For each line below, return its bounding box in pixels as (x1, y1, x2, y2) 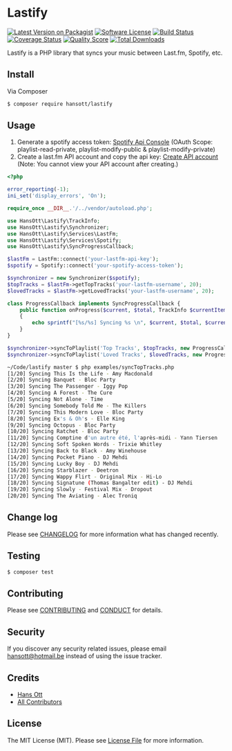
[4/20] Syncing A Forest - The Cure (7, 389, 113, 396)
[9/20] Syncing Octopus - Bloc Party (7, 421, 116, 429)
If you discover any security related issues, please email (7, 644, 167, 653)
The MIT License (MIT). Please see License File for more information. (7, 736, 204, 744)
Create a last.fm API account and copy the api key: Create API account (17, 152, 219, 161)
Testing (7, 550, 41, 562)
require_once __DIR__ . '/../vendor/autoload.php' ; (7, 205, 153, 212)
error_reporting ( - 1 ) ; (7, 186, 70, 193)
